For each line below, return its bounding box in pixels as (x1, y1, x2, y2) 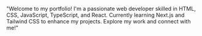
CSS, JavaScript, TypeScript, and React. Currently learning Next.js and (6, 11, 185, 19)
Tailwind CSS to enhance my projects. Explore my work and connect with (6, 18, 191, 25)
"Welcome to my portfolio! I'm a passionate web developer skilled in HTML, (6, 5, 196, 12)
